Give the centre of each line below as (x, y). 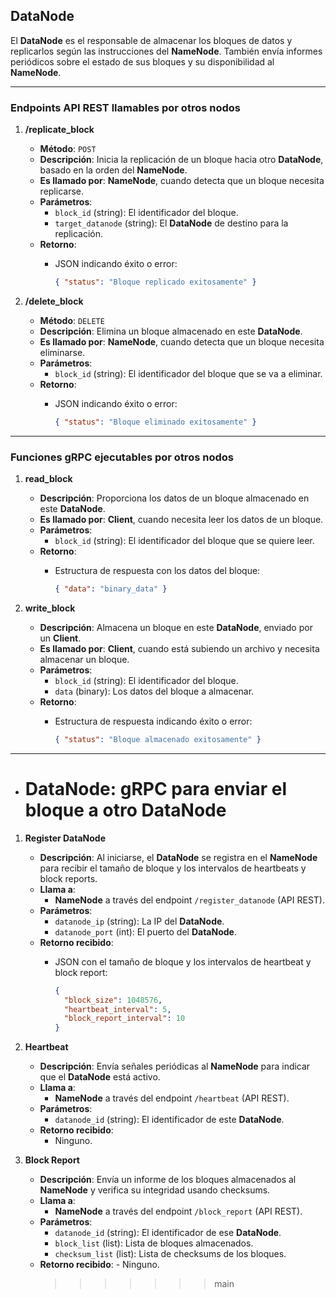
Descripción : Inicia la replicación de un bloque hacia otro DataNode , (181, 160)
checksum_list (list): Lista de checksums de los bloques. (170, 1254)
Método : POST (68, 149)
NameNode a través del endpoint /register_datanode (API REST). (189, 900)
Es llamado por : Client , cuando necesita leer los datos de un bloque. (181, 520)
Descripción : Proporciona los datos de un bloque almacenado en (174, 498)
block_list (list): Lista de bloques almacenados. (154, 1243)
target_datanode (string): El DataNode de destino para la (171, 223)
